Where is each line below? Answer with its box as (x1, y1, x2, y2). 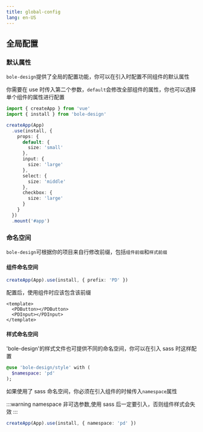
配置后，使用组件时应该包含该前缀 (6, 289, 91, 296)
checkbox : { (22, 190, 53, 196)
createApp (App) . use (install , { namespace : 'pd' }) (6, 420, 137, 426)
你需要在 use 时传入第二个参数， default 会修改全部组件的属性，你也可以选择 (6, 86, 196, 93)
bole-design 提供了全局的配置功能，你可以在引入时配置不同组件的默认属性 (6, 73, 190, 81)
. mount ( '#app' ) (11, 218, 50, 224)
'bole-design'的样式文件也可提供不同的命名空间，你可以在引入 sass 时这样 (6, 345, 192, 352)
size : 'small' (28, 145, 63, 151)
